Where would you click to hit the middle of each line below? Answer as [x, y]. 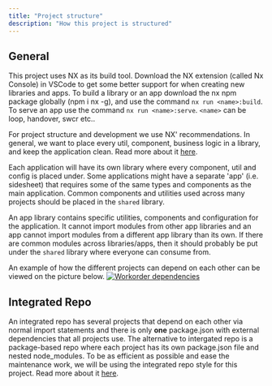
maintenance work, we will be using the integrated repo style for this [123, 365]
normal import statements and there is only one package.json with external [134, 330]
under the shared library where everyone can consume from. [110, 252]
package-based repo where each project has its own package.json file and [134, 347]
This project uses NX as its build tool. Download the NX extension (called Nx [136, 76]
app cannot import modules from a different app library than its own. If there [136, 235]
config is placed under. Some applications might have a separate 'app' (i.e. [134, 176]
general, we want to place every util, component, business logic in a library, [135, 144]
